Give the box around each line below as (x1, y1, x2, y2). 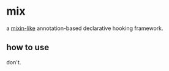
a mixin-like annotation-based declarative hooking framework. (6, 24, 163, 32)
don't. (6, 58, 21, 65)
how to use (6, 42, 50, 53)
